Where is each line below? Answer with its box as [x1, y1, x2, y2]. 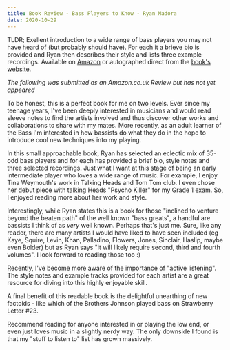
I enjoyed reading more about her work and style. [7, 193, 147, 201]
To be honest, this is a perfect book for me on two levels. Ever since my [7, 99, 210, 107]
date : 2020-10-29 [7, 17, 57, 23]
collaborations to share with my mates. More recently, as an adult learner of [7, 121, 222, 129]
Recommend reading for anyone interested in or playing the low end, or [7, 320, 209, 328]
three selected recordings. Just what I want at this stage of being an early [7, 164, 217, 172]
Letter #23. [7, 307, 39, 315]
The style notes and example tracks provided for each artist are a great [7, 271, 209, 280]
